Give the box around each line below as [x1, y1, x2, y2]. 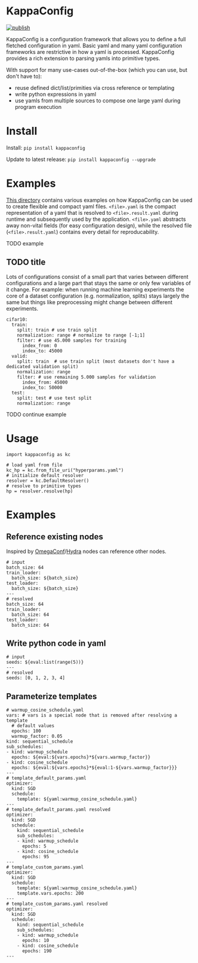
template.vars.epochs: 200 [17, 891, 84, 897]
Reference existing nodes [6, 531, 103, 542]
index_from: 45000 [21, 379, 68, 385]
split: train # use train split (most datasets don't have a [17, 358, 175, 364]
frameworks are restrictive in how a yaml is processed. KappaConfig [6, 48, 175, 55]
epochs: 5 [21, 843, 47, 849]
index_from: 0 [21, 342, 58, 348]
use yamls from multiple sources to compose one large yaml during [14, 97, 181, 104]
